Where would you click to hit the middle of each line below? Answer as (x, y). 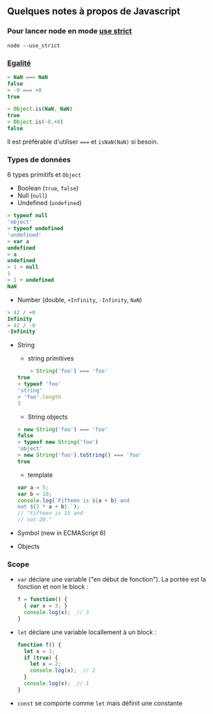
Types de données (39, 159)
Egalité (19, 63)
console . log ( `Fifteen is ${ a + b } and (73, 500)
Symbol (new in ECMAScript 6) (61, 533)
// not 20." (34, 520)
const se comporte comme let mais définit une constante (100, 703)
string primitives (51, 358)
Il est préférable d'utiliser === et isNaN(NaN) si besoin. (83, 141)
